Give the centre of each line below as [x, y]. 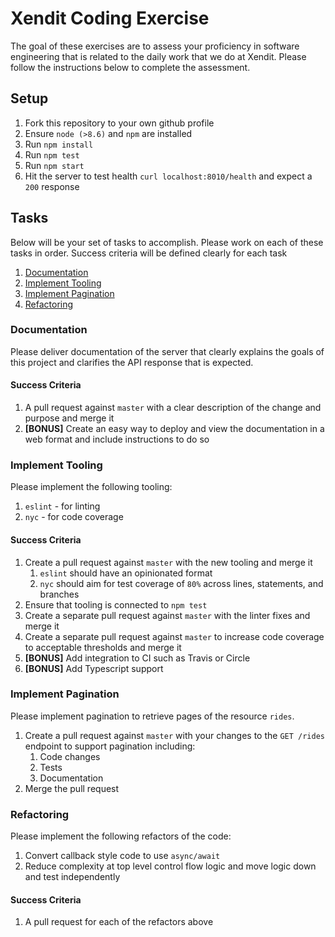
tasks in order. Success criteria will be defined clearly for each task [149, 253]
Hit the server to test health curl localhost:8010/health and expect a [168, 176]
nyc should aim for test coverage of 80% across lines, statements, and [181, 583]
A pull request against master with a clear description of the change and [173, 408]
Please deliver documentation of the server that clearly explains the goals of [167, 351]
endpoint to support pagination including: [110, 746]
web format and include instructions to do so [117, 439]
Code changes [70, 756]
